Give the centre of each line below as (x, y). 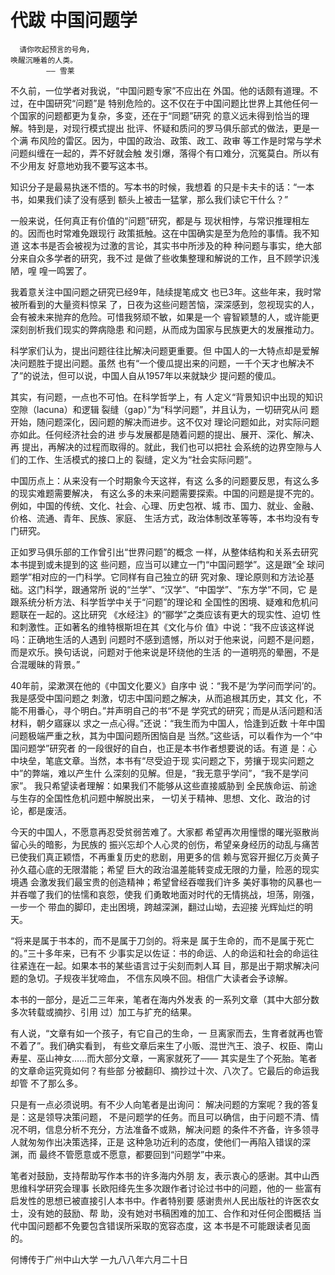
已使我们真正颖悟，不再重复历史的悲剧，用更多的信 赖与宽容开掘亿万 (151, 857)
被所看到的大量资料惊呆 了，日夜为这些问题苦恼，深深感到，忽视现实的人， (165, 304)
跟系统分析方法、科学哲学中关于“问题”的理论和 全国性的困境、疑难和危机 (160, 602)
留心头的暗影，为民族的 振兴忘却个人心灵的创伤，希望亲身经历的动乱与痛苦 (165, 844)
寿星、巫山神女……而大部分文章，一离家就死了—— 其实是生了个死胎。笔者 (164, 1058)
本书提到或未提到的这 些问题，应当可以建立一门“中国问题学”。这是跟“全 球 (163, 564)
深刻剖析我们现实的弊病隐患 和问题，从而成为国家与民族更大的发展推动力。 (165, 329)
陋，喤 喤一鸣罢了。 (51, 270)
